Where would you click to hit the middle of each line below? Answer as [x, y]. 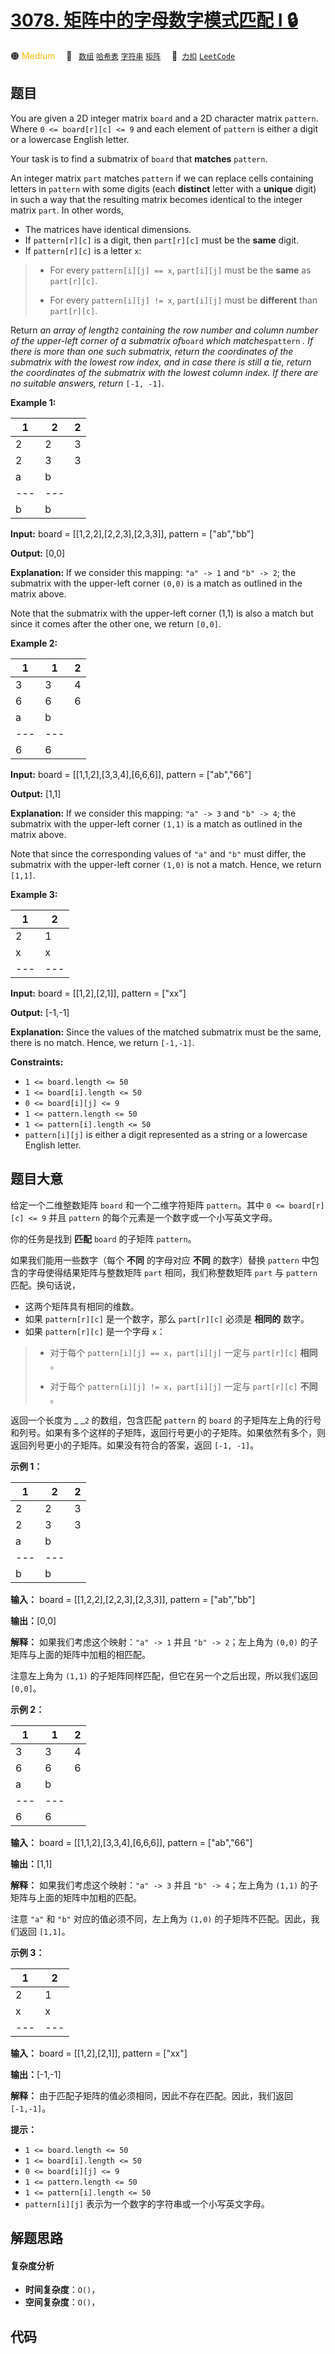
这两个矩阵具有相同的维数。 [82, 1306]
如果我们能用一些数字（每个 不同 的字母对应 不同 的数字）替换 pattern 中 [160, 1260]
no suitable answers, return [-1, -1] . [87, 383]
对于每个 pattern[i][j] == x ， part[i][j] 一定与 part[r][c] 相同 [183, 1352]
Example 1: [33, 402]
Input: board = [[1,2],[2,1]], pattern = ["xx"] [98, 993]
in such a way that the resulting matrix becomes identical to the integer [156, 199]
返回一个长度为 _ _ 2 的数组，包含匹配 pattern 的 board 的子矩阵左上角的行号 [166, 1420]
